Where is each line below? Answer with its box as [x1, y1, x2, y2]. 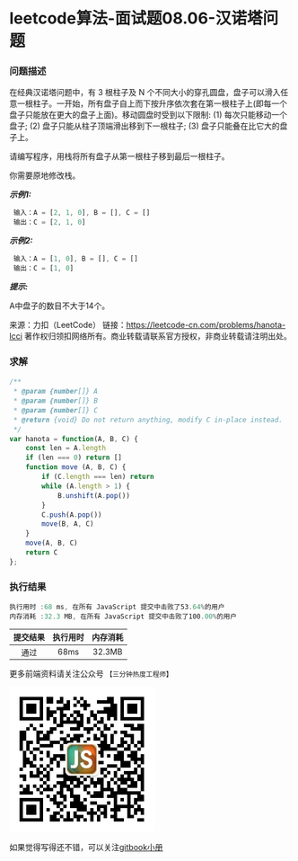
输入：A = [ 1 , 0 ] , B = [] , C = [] [13, 254, 139, 263]
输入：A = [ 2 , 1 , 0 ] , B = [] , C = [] [13, 209, 151, 217]
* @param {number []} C [13, 405, 99, 414]
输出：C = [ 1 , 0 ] [13, 264, 74, 273]
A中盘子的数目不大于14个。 [9, 300, 110, 311]
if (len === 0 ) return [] [25, 453, 123, 463]
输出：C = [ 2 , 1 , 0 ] [13, 217, 87, 227]
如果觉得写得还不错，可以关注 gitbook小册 [9, 842, 163, 853]
